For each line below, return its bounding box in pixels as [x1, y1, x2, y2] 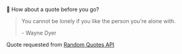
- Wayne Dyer [21, 29, 57, 36]
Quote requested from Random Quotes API [6, 41, 115, 48]
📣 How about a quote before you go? [6, 6, 99, 13]
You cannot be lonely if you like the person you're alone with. [21, 18, 176, 24]
